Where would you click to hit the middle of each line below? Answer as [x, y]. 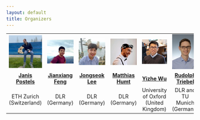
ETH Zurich [26, 96]
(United [154, 102]
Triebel [185, 82]
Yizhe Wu [154, 78]
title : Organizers [29, 19]
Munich [185, 102]
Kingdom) [154, 109]
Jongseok [92, 75]
